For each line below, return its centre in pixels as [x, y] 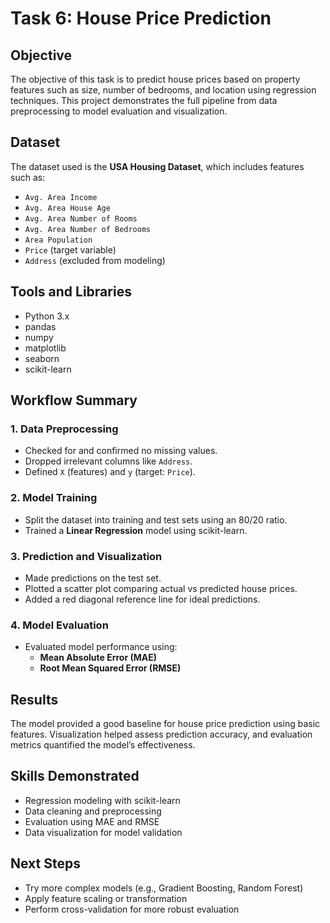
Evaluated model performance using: [101, 647]
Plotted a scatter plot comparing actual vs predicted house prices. [161, 588]
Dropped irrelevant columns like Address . [108, 461]
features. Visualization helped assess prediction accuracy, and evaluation [161, 734]
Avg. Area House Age [67, 208]
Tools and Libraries [71, 292]
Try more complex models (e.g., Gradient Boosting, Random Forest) [164, 888]
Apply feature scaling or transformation [106, 898]
